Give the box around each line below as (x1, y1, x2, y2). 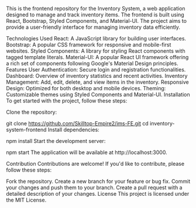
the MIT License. (6, 196, 47, 203)
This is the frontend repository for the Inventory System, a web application (6, 5, 185, 12)
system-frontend (6, 126, 47, 133)
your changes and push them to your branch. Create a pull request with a (6, 184, 183, 191)
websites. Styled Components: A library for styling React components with (6, 47, 185, 54)
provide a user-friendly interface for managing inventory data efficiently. (6, 23, 180, 30)
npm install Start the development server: (6, 138, 106, 144)
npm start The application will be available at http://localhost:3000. (6, 149, 168, 156)
